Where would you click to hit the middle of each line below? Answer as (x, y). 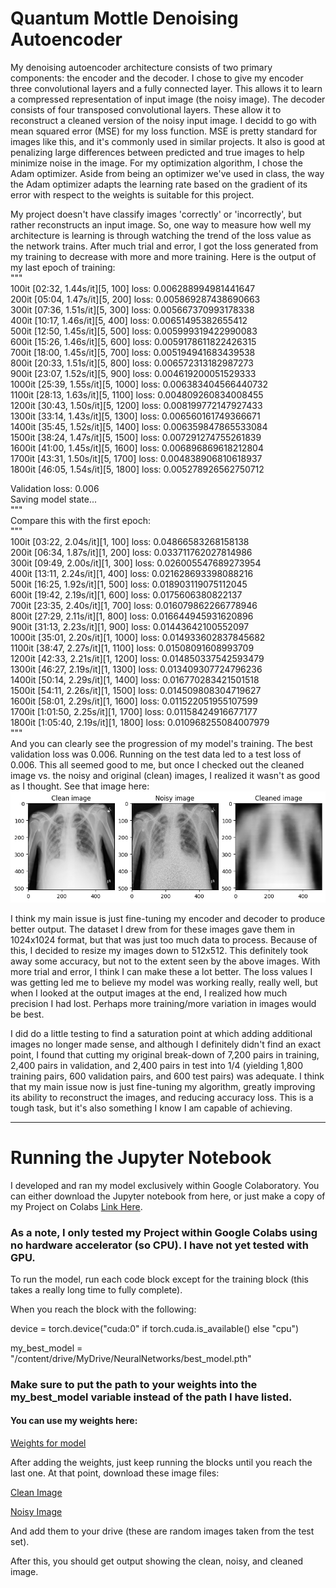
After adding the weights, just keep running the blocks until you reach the (161, 1462)
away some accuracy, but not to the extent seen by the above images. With (165, 961)
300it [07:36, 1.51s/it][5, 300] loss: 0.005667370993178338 (132, 309)
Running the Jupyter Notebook (141, 1157)
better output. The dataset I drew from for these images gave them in (152, 929)
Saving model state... (54, 499)
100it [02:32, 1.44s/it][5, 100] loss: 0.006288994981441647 (133, 288)
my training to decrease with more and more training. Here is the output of (163, 256)
